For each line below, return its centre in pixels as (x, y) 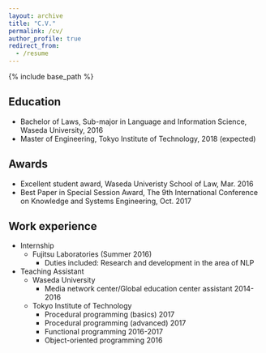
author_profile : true (45, 38)
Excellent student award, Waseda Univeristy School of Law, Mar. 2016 (137, 184)
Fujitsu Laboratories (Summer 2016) (92, 254)
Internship (37, 246)
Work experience (53, 226)
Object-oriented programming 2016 (103, 340)
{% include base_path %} (51, 77)
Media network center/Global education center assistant (138, 289)
